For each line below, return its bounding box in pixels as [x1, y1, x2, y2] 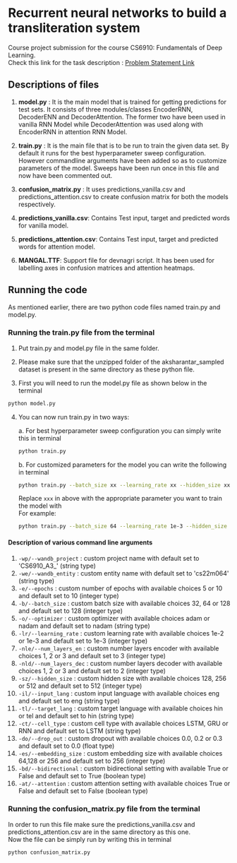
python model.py [8, 400, 56, 407]
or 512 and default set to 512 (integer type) [18, 682, 142, 690]
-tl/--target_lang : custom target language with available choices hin [18, 704, 224, 713]
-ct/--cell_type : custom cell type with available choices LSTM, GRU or [18, 719, 229, 727]
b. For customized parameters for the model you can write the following [18, 460, 227, 469]
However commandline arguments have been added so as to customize [18, 156, 227, 165]
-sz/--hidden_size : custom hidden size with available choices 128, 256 [18, 674, 226, 682]
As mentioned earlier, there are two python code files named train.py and [8, 302, 221, 311]
